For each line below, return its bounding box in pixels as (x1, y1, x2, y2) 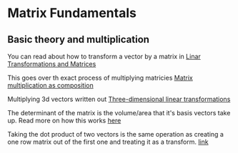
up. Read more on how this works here (7, 116, 122, 125)
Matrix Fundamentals (7, 5, 137, 21)
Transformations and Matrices (7, 60, 96, 68)
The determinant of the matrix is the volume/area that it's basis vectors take (7, 109, 231, 117)
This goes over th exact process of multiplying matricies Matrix (7, 73, 193, 82)
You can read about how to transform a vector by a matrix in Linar (7, 52, 202, 60)
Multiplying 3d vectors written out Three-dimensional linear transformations (7, 95, 231, 103)
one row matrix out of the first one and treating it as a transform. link (7, 137, 209, 146)
